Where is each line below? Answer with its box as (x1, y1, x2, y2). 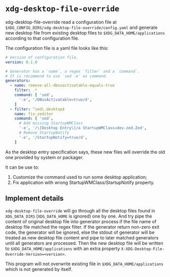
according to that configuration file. (5, 35, 80, 41)
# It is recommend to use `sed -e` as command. (5, 73, 108, 79)
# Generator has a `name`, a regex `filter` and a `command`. (5, 69, 140, 74)
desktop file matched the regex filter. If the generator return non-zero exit (5, 224, 159, 230)
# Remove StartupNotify (18, 130, 70, 136)
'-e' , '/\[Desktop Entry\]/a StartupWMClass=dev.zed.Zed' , (18, 126, 147, 131)
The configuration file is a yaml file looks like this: (5, 45, 109, 51)
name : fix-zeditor (14, 111, 53, 116)
